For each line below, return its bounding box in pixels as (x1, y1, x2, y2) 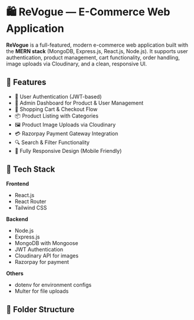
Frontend (6, 180, 29, 187)
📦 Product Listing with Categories (14, 112, 99, 119)
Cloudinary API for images (14, 252, 78, 259)
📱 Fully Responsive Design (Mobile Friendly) (14, 147, 122, 154)
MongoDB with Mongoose (14, 239, 78, 246)
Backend (6, 215, 28, 223)
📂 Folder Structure (6, 304, 75, 314)
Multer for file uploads (14, 288, 69, 295)
